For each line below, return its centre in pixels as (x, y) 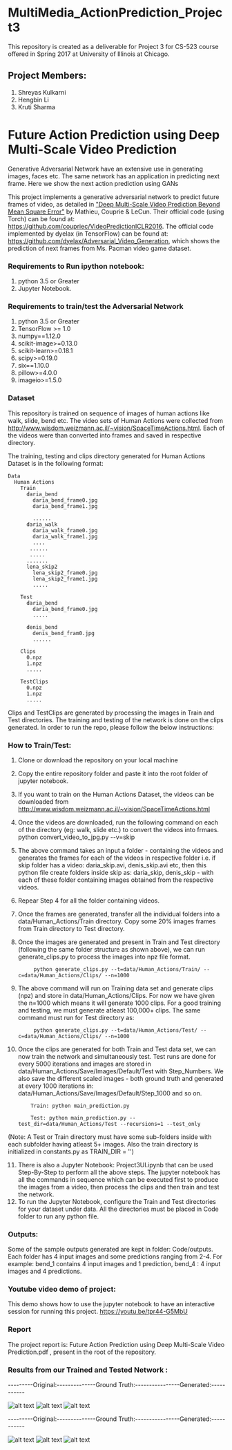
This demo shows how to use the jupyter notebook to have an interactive (111, 1304)
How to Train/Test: (40, 745)
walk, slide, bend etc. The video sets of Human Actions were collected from (116, 420)
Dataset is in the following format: (56, 463)
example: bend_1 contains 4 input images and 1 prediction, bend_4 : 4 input (114, 1264)
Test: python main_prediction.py (79, 1118)
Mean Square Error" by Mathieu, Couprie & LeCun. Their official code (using (116, 211)
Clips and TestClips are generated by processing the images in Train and (111, 713)
